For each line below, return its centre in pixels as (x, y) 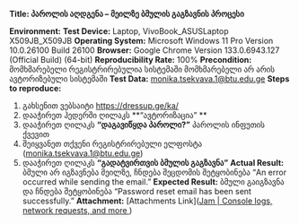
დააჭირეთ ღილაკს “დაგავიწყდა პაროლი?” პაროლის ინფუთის (143, 125)
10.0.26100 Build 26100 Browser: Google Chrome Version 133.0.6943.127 (145, 50)
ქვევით (35, 134)
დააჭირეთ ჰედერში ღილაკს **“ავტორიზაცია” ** (115, 115)
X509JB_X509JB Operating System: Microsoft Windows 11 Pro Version (141, 41)
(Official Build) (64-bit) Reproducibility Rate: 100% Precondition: (131, 60)
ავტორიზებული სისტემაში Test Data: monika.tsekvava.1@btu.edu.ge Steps (149, 79)
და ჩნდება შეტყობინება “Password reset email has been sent (136, 191)
